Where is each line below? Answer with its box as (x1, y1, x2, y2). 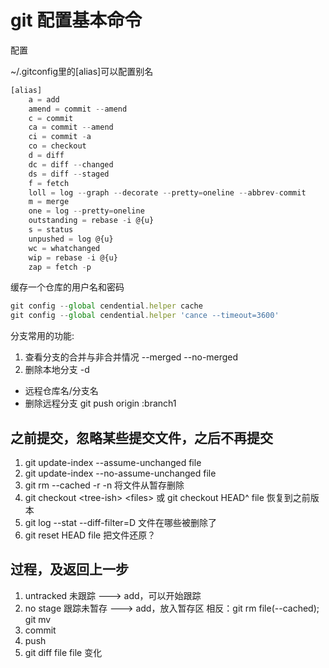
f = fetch (28, 178, 70, 188)
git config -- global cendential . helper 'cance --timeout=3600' (10, 311, 280, 321)
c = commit (28, 113, 74, 123)
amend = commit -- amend (28, 104, 128, 114)
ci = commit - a (28, 132, 92, 142)
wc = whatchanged (28, 243, 101, 253)
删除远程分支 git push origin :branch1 (24, 397, 177, 410)
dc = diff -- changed (28, 159, 114, 170)
